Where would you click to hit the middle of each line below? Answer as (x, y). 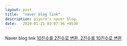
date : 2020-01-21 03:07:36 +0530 (42, 23)
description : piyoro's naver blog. (42, 19)
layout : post (18, 10)
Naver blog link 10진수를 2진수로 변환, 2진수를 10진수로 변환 (63, 38)
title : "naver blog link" (33, 14)
